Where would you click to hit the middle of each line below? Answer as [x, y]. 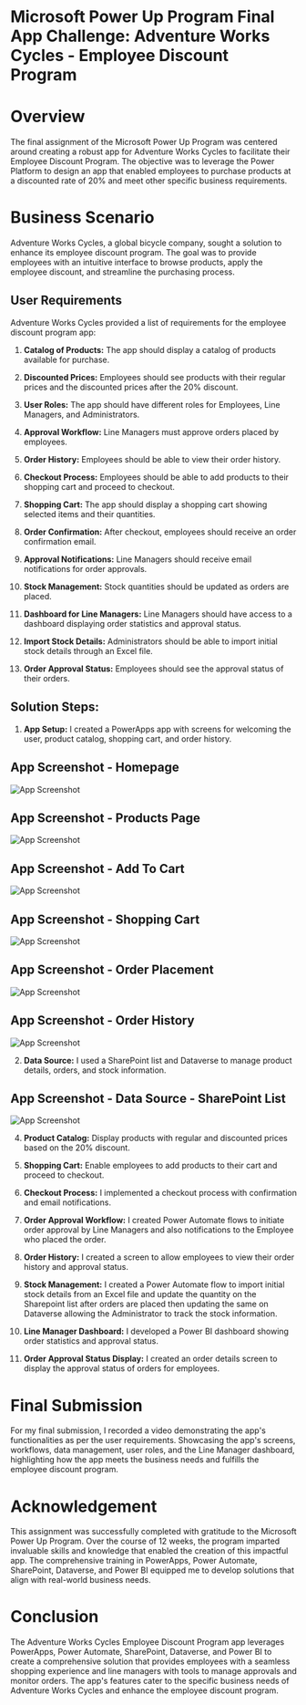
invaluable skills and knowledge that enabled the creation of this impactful [149, 1551]
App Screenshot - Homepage [95, 768]
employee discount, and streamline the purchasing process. [122, 272]
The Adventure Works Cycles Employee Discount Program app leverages [148, 1642]
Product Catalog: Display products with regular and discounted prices [155, 1138]
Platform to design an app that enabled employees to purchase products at [151, 172]
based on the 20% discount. [76, 1148]
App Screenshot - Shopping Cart [105, 919]
